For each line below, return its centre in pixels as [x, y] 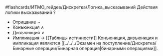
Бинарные [23, 48]
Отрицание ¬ [26, 22]
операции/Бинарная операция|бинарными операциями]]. [96, 48]
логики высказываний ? [30, 12]
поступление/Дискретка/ [130, 43]
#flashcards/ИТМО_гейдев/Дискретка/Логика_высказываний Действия [81, 7]
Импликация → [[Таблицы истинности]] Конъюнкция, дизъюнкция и [85, 38]
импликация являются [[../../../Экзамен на [57, 43]
